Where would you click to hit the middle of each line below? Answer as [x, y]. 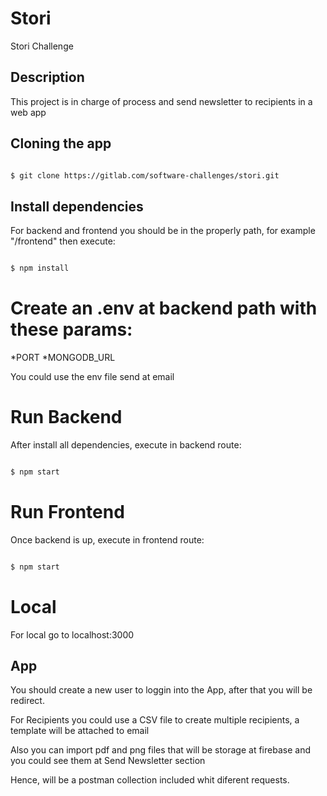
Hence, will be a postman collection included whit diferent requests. [150, 780]
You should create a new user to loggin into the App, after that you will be [161, 690]
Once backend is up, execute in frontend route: [107, 539]
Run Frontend [67, 512]
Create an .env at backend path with [164, 308]
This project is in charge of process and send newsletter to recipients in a [161, 101]
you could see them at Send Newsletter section [108, 761]
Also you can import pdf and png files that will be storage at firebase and [160, 750]
